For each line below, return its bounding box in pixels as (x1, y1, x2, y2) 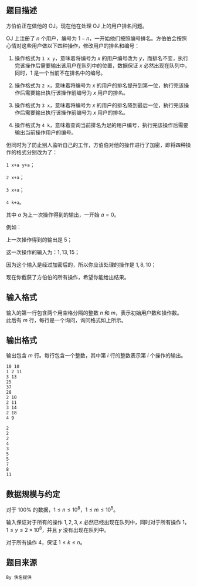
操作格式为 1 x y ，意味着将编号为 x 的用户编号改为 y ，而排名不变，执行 (14, 55, 189, 62)
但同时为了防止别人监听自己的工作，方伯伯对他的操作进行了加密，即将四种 (6, 141, 186, 148)
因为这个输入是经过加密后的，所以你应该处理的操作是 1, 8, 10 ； (6, 261, 157, 268)
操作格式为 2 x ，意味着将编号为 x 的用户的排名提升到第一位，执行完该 (14, 82, 184, 89)
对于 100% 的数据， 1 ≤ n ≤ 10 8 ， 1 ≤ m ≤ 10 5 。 (6, 505, 119, 513)
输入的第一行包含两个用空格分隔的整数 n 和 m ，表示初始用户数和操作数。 (6, 309, 183, 316)
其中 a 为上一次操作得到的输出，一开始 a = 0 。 (6, 211, 120, 218)
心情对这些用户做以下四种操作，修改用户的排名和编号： (6, 42, 140, 49)
